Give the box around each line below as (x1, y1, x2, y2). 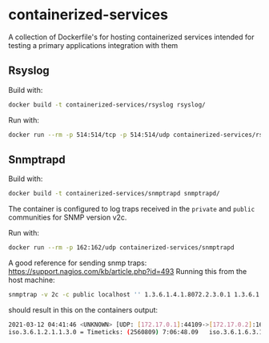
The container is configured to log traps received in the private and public (8, 204, 255, 214)
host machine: (8, 275, 55, 285)
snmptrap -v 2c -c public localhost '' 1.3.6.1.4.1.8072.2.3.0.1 (8, 291, 231, 299)
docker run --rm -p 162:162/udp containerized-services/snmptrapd (8, 244, 235, 252)
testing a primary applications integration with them (8, 40, 179, 50)
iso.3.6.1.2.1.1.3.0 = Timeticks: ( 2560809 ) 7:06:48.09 (8, 328, 199, 336)
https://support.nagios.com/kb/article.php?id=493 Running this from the (8, 267, 247, 276)
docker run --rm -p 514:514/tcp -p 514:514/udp (8, 131, 171, 139)
